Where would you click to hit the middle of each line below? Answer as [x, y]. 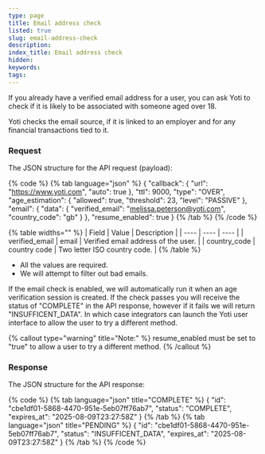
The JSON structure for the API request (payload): [90, 167]
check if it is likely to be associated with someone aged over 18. [113, 106]
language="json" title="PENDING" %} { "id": [81, 425]
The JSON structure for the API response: [77, 385]
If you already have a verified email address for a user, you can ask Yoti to [129, 97]
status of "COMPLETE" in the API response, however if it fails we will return [132, 305]
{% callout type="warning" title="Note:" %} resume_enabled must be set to [132, 338]
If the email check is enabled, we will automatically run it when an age [123, 288]
